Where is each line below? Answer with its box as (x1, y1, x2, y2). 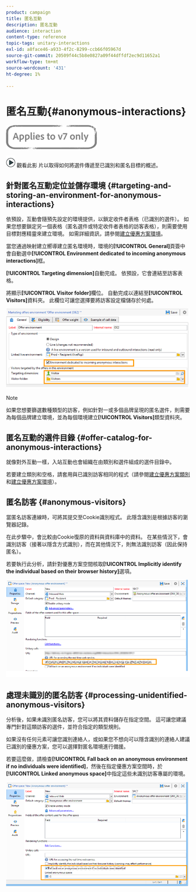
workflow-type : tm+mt (6, 59, 59, 64)
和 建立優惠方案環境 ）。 (6, 478, 60, 485)
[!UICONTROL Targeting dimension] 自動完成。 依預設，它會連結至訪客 (6, 270, 178, 276)
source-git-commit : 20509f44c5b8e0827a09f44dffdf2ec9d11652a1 (6, 53, 160, 59)
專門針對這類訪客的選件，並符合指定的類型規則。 (6, 723, 124, 730)
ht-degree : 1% (6, 71, 41, 77)
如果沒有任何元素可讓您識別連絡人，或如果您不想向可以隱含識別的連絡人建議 (6, 735, 190, 743)
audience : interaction (6, 28, 61, 34)
